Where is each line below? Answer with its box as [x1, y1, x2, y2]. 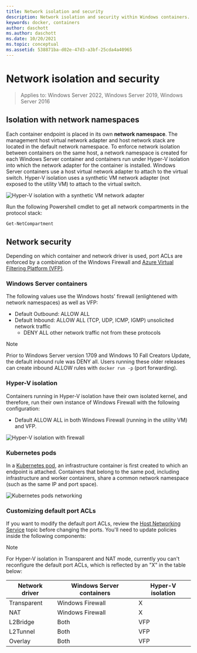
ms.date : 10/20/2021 [6, 36, 57, 42]
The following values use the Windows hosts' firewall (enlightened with [6, 293, 178, 300]
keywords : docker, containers [6, 19, 80, 25]
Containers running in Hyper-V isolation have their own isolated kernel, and [6, 392, 188, 399]
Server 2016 [20, 97, 50, 105]
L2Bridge [9, 618, 35, 626]
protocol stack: [6, 209, 43, 216]
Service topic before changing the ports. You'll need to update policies [6, 526, 177, 533]
